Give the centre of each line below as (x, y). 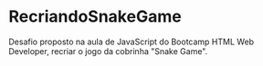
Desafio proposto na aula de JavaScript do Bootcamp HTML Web (131, 42)
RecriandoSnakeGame (95, 17)
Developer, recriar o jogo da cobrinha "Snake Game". (108, 51)
